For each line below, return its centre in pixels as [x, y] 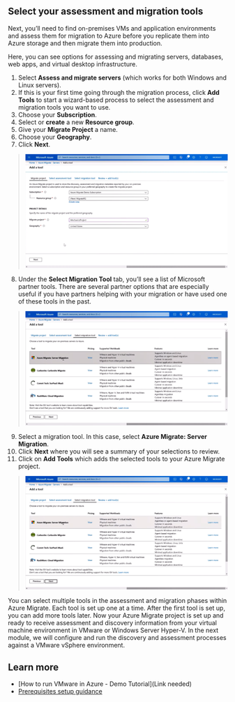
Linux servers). [39, 85]
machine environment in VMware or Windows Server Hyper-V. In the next [113, 630]
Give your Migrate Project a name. [68, 129]
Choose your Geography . [55, 137]
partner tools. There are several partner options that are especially [113, 287]
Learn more [33, 667]
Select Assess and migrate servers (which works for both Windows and [122, 77]
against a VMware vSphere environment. [66, 645]
